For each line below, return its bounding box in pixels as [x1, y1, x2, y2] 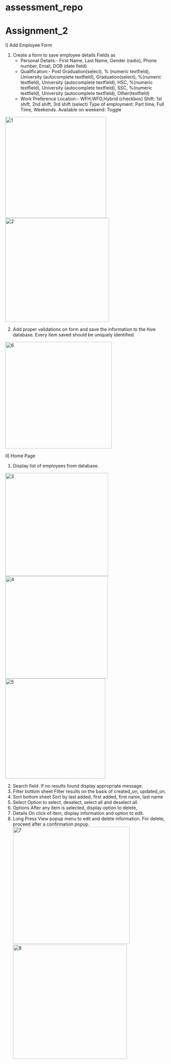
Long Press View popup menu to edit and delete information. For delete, [12, 816, 165, 822]
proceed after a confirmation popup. [12, 821, 90, 827]
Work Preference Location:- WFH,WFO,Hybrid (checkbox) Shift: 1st [20, 96, 162, 102]
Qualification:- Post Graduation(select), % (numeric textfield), [20, 68, 150, 74]
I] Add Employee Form [5, 42, 53, 48]
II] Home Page [5, 453, 36, 459]
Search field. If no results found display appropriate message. [12, 783, 143, 789]
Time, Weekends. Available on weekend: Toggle [20, 107, 122, 113]
